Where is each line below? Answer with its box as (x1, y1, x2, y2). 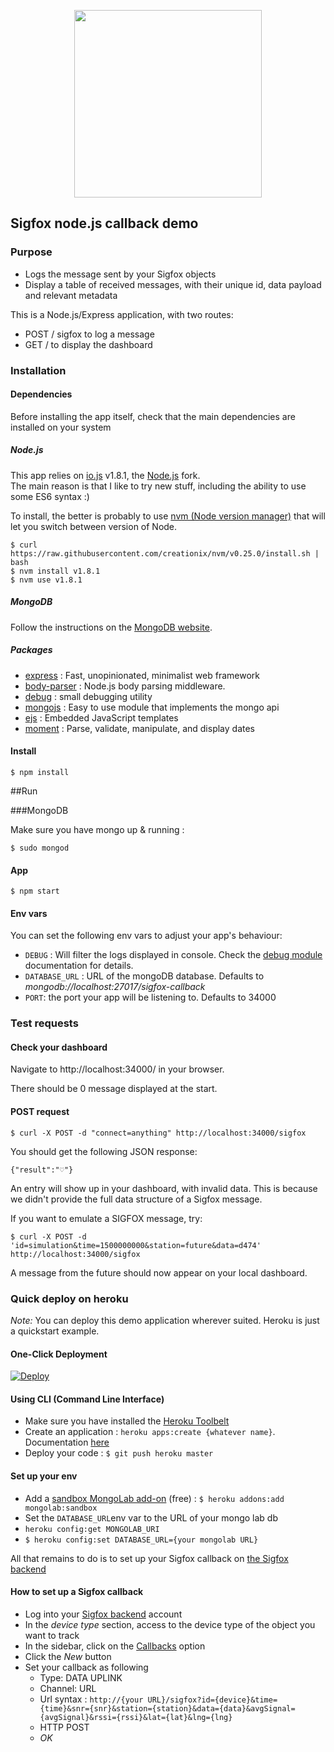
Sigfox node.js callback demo (10, 215, 199, 232)
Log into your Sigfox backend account (24, 1608, 183, 1620)
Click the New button (24, 1650, 112, 1662)
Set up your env (10, 1470, 78, 1482)
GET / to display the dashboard (24, 338, 153, 350)
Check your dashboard (10, 1041, 108, 1053)
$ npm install (10, 767, 70, 777)
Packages (10, 644, 53, 656)
